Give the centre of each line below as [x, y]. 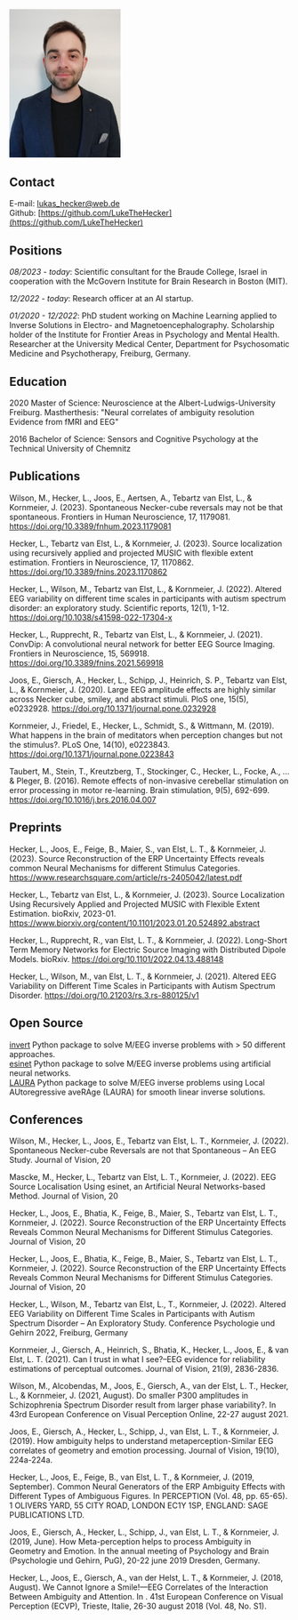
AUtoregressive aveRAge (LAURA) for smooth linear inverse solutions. [137, 1092]
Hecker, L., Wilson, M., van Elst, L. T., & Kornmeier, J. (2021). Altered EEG [143, 976]
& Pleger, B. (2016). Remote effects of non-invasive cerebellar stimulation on [149, 781]
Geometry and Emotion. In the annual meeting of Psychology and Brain [139, 1552]
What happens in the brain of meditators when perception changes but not [146, 735]
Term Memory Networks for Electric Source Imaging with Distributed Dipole [148, 950]
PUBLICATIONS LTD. [47, 1515]
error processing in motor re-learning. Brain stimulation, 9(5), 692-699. [139, 790]
